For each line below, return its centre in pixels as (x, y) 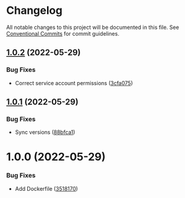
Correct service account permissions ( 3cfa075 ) (74, 83)
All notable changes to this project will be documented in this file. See (93, 27)
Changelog (34, 11)
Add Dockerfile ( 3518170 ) (46, 188)
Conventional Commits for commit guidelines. (63, 33)
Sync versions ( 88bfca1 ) (45, 132)
